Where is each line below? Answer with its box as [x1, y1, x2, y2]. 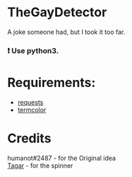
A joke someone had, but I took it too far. [7, 28, 126, 36]
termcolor [17, 105, 47, 114]
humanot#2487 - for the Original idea [7, 154, 116, 162]
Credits [7, 130, 52, 146]
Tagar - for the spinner [7, 161, 73, 170]
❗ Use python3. [7, 45, 59, 55]
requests [17, 98, 44, 106]
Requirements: [7, 75, 96, 91]
